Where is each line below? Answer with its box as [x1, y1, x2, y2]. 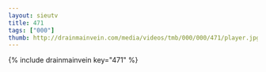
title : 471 [8, 19, 44, 27]
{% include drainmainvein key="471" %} [8, 55, 139, 65]
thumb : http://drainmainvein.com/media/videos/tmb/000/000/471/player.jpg [8, 33, 260, 42]
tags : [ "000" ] [8, 26, 55, 34]
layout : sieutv [8, 11, 59, 20]
